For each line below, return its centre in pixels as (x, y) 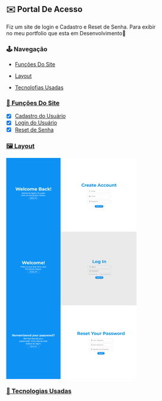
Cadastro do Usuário (40, 116)
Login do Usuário (36, 123)
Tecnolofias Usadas (39, 87)
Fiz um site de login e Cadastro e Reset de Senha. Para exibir (81, 27)
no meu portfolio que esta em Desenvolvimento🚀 (66, 33)
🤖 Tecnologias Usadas (39, 391)
